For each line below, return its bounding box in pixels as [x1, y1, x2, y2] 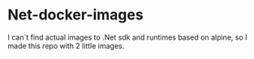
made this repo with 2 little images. [7, 40, 125, 50]
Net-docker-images [7, 6, 144, 24]
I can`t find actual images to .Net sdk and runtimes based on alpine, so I [7, 32, 248, 42]
